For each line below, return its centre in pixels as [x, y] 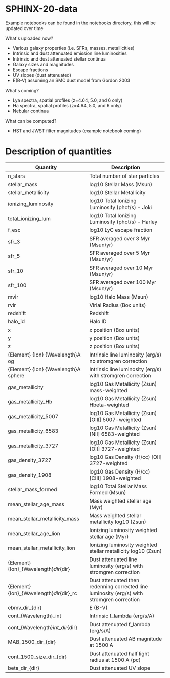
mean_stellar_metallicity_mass [44, 518]
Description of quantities [59, 151]
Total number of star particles [124, 176]
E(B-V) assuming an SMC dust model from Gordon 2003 [71, 80]
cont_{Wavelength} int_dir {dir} [42, 627]
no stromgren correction [118, 361]
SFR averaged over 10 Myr [121, 268]
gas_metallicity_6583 [33, 431]
